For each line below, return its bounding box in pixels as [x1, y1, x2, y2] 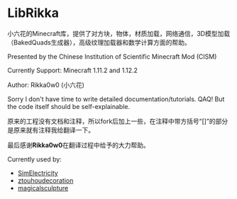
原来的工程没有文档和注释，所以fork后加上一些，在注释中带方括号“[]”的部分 [7, 117, 228, 125]
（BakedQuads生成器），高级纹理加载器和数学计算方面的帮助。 [7, 38, 191, 47]
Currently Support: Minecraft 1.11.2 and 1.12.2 [7, 66, 138, 74]
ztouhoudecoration [17, 176, 74, 185]
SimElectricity [17, 169, 58, 177]
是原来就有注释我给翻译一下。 [7, 125, 94, 134]
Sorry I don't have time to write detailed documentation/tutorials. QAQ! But [7, 94, 225, 103]
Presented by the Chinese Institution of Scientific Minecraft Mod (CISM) [7, 52, 217, 61]
